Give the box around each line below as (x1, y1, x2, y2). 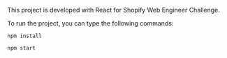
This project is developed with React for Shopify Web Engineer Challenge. (7, 6, 220, 14)
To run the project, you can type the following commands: (7, 19, 174, 27)
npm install (7, 32, 42, 39)
